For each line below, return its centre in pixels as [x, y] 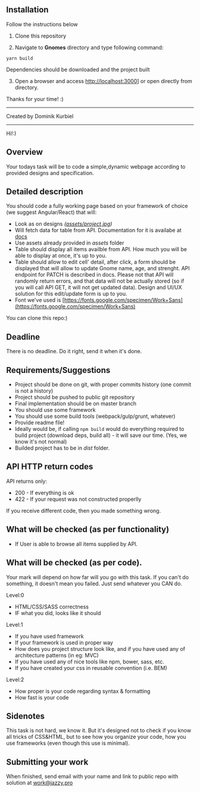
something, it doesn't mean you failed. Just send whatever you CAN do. [94, 583]
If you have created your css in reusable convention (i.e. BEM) [91, 668]
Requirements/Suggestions [58, 370]
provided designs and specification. [50, 173]
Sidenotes [25, 716]
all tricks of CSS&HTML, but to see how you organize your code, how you [96, 737]
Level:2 [15, 679]
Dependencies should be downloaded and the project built [78, 69]
